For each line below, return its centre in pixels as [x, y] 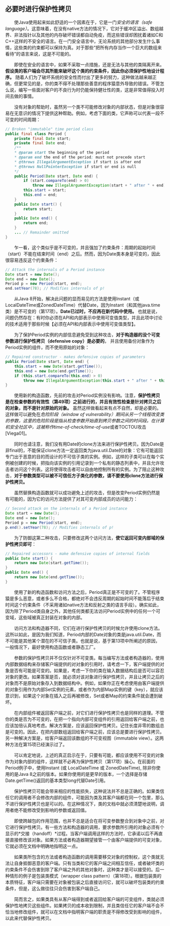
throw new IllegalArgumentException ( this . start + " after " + [90, 381]
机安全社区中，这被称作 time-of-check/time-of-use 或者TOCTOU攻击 [76, 427]
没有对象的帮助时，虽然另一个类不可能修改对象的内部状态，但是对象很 [87, 107]
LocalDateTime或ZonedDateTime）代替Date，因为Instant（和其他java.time [83, 305]
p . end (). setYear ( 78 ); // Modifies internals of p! [60, 527]
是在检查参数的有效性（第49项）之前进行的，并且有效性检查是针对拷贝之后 [83, 402]
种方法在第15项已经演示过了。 [36, 744]
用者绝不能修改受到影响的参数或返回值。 [47, 810]
